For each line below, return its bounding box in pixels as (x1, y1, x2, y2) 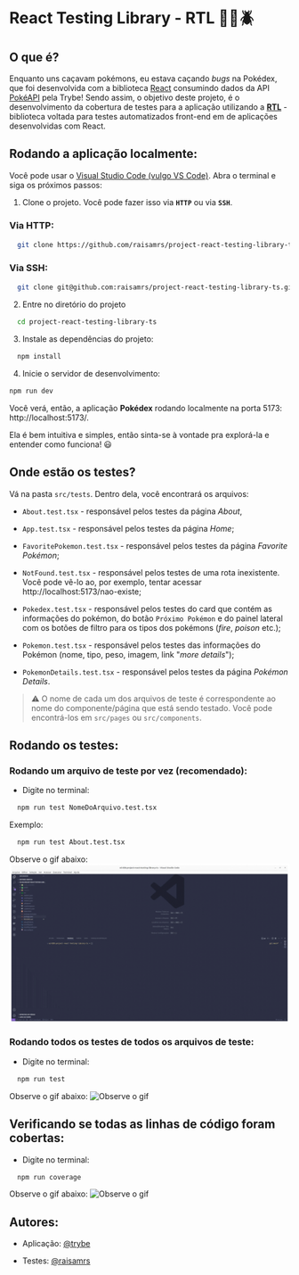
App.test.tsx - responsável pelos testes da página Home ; (21, 523, 235, 534)
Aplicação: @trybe (21, 1238, 91, 1249)
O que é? (9, 49, 60, 64)
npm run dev (9, 386, 53, 395)
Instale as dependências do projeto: (21, 334, 154, 344)
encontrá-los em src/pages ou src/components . (30, 712, 202, 723)
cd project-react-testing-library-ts (17, 318, 158, 327)
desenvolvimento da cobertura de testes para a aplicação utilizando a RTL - (9, 102, 287, 112)
